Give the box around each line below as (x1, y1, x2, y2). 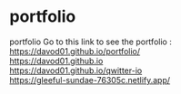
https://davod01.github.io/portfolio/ (9, 45, 141, 56)
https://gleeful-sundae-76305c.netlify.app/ (9, 74, 171, 85)
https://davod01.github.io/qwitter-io (9, 65, 143, 76)
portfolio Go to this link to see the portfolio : (9, 36, 173, 47)
